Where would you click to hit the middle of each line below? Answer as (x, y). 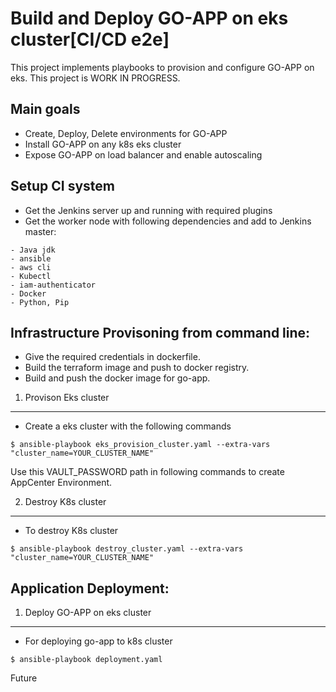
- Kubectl (31, 276)
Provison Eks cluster (67, 398)
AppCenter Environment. (61, 483)
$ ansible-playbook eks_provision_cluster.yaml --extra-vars (140, 445)
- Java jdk (33, 250)
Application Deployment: (90, 588)
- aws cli (31, 267)
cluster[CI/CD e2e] (90, 39)
